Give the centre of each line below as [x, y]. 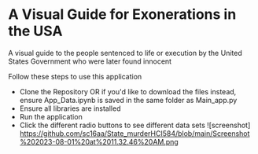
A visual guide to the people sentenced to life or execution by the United [125, 53]
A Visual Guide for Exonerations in [122, 15]
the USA [35, 31]
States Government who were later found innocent [90, 61]
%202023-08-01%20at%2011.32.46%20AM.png [99, 141]
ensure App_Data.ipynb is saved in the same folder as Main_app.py [128, 100]
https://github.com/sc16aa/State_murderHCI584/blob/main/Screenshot [135, 133]
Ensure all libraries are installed [70, 108]
